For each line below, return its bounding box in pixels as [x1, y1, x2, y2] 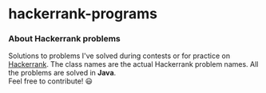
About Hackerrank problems [8, 33, 121, 45]
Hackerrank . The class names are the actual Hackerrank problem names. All [8, 60, 259, 69]
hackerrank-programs [8, 5, 158, 23]
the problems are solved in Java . [8, 68, 117, 78]
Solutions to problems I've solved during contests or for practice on [8, 51, 230, 60]
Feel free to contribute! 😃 [8, 76, 93, 86]
